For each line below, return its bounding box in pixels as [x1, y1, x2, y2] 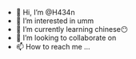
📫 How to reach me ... [15, 42, 90, 51]
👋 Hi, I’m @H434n [15, 8, 75, 17]
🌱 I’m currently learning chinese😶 [15, 25, 129, 33]
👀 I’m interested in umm [15, 16, 94, 26]
